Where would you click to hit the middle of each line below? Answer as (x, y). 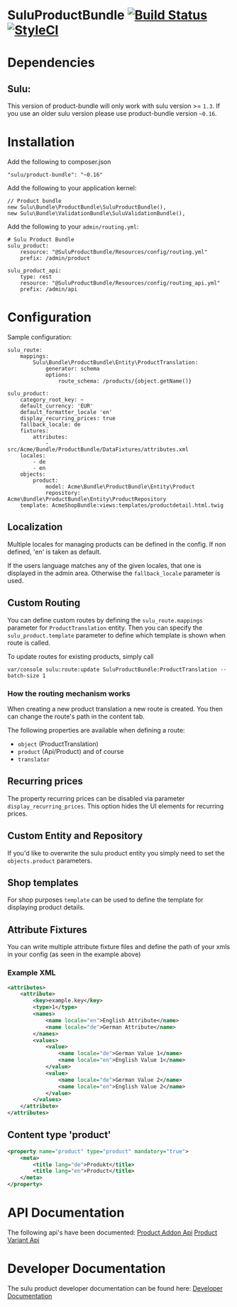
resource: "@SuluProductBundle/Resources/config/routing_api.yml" (120, 283)
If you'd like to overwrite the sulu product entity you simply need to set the (116, 853)
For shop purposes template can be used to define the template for (105, 900)
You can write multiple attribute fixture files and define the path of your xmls (119, 947)
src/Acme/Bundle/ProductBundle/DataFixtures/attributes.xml (98, 450)
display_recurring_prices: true (68, 419)
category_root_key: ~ (52, 400)
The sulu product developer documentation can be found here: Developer (115, 1288)
